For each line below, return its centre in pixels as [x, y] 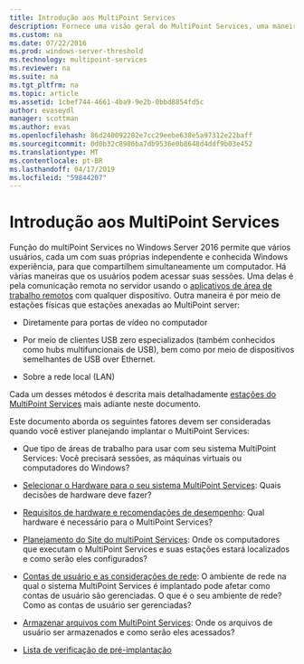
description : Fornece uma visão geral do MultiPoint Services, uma [139, 26]
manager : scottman [44, 119]
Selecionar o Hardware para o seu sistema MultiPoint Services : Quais [152, 486]
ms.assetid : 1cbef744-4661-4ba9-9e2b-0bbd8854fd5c [107, 102]
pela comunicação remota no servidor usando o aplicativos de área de [141, 286]
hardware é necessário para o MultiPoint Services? [117, 522]
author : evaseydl [42, 110]
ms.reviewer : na [40, 69]
